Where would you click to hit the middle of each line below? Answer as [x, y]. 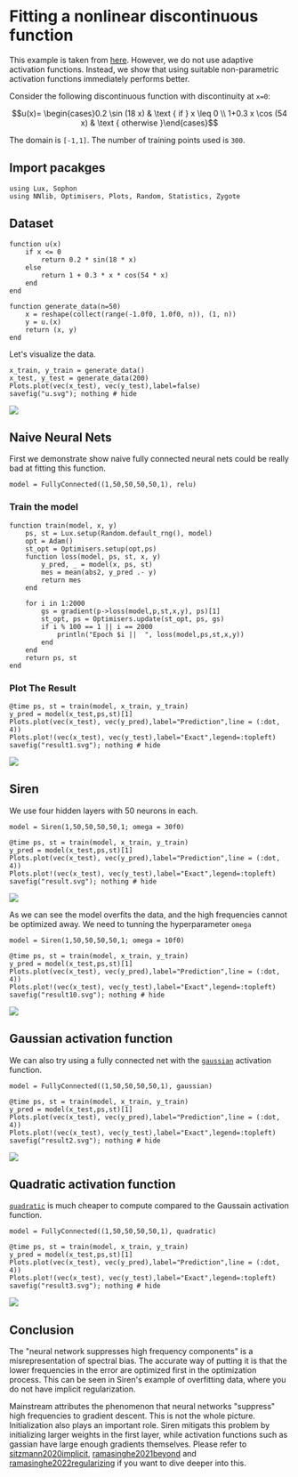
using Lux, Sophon [43, 189]
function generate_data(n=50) [65, 306]
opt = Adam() [49, 541]
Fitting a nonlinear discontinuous [134, 16]
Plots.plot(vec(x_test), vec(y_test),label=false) [105, 386]
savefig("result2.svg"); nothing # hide [85, 1141]
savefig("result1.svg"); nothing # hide [85, 745]
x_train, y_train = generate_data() [77, 370]
